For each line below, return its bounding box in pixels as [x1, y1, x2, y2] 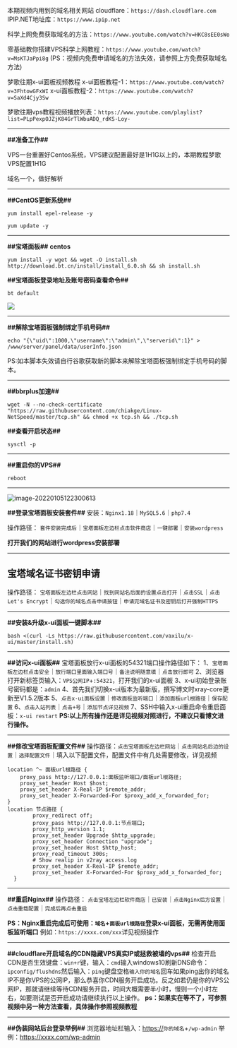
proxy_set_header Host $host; [20, 780, 109, 787]
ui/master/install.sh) [7, 638, 74, 645]
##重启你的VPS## [7, 461, 61, 469]
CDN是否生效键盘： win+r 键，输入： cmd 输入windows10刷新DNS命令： [7, 958, 209, 966]
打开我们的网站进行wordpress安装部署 [7, 539, 120, 547]
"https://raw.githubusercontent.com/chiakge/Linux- [7, 407, 162, 415]
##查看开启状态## [7, 427, 61, 435]
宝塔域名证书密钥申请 [7, 568, 100, 580]
